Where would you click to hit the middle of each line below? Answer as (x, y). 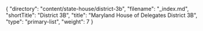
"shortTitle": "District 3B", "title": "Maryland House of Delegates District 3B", (102, 15)
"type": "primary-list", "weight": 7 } (50, 22)
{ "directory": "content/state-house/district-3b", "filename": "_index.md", (97, 9)
